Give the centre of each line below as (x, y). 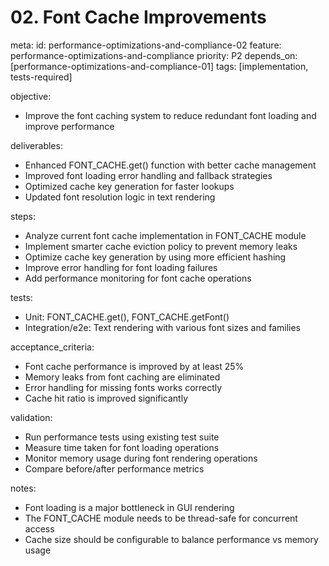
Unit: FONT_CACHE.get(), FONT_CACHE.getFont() (127, 317)
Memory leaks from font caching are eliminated (122, 377)
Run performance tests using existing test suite (122, 437)
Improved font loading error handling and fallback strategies (148, 175)
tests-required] (41, 77)
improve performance (69, 126)
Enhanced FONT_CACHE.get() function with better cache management (170, 165)
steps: (23, 216)
